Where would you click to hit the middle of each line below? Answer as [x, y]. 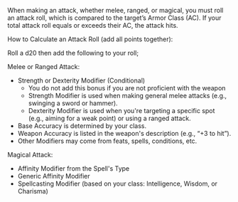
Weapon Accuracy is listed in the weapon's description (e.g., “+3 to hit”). [124, 133]
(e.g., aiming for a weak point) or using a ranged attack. [110, 118]
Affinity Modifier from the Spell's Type [74, 169]
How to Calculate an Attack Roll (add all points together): [90, 39]
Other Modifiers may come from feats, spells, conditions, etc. [107, 141]
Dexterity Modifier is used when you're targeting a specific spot [121, 111]
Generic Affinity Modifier [54, 176]
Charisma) [33, 191]
